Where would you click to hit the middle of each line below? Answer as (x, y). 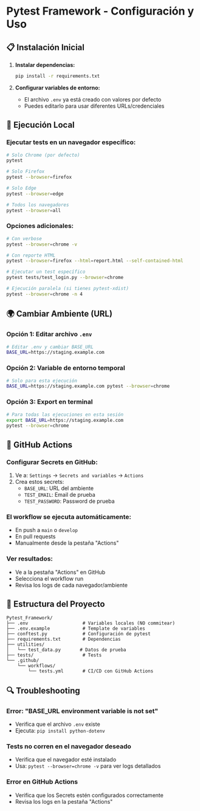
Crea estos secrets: (40, 481)
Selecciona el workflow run (49, 578)
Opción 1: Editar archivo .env (49, 334)
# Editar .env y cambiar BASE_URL (50, 347)
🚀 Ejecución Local (40, 125)
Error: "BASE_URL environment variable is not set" (82, 711)
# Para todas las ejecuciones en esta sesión (65, 415)
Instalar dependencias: (45, 65)
